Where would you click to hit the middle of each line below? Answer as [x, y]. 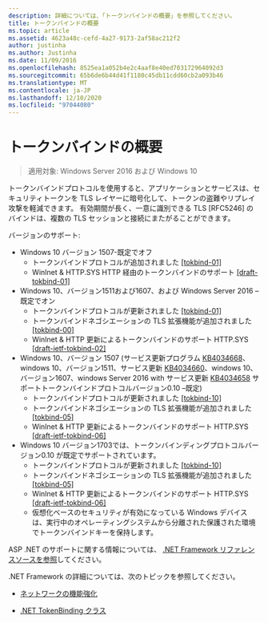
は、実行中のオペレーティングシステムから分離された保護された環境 [144, 523]
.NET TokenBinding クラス [63, 611]
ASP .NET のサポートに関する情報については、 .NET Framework [113, 549]
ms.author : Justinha [43, 53]
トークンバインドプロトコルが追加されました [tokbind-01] [127, 262]
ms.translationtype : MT [48, 83]
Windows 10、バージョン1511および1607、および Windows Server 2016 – [139, 291]
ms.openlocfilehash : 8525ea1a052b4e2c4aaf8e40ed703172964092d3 [116, 68]
